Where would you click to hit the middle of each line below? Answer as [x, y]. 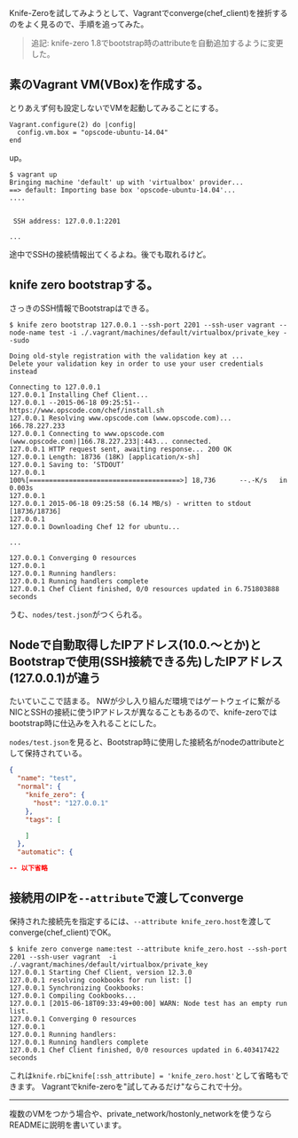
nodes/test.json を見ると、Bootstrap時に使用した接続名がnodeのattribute [143, 742]
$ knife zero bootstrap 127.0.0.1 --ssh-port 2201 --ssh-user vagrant [142, 325]
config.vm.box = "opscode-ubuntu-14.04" [93, 132]
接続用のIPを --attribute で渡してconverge [126, 898]
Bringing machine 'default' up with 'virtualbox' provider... [126, 182]
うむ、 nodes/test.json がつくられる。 [78, 614]
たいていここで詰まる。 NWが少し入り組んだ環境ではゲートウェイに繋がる [145, 701]
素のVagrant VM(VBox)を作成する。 [109, 85]
